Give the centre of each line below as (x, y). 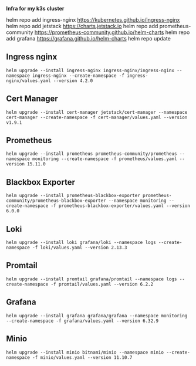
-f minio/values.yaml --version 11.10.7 (82, 357)
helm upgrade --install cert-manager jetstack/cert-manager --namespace (97, 112)
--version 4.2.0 (73, 81)
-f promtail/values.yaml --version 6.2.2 (102, 284)
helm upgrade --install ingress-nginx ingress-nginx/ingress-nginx (90, 70)
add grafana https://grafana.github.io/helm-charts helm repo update (89, 38)
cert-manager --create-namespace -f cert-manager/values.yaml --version (97, 117)
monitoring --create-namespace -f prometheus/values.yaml (104, 159)
